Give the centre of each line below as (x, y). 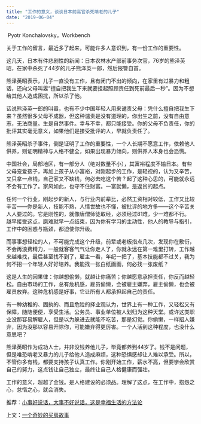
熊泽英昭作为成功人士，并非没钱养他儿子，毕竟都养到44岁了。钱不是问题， (99, 347)
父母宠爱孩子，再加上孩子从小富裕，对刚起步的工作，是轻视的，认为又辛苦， (100, 171)
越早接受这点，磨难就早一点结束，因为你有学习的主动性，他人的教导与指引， (100, 221)
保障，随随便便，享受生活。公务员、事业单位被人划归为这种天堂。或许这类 (98, 312)
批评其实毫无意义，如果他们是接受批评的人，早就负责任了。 (80, 131)
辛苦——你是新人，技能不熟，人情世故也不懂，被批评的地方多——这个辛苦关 (100, 206)
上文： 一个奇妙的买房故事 (38, 415)
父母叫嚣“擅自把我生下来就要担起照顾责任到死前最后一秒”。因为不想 (110, 88)
